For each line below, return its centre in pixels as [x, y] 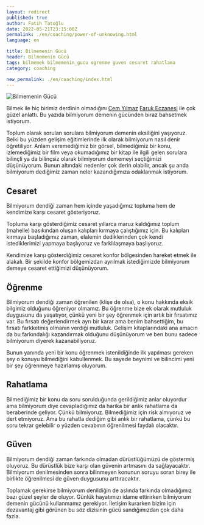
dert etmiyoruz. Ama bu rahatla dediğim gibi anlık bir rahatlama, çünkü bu [98, 418]
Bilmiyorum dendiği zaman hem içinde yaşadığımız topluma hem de [91, 206]
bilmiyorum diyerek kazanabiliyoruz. [51, 341]
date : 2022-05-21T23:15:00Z [42, 29]
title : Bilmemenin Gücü [37, 51]
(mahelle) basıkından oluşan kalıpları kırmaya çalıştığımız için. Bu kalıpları [98, 231]
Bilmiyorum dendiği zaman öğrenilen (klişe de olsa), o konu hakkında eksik [100, 302]
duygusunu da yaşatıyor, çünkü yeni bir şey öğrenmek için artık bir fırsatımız [102, 315]
